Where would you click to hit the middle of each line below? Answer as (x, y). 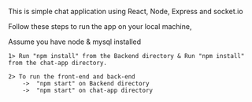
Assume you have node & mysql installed (75, 42)
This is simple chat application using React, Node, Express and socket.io (126, 11)
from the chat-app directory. (58, 63)
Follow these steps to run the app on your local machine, (100, 26)
